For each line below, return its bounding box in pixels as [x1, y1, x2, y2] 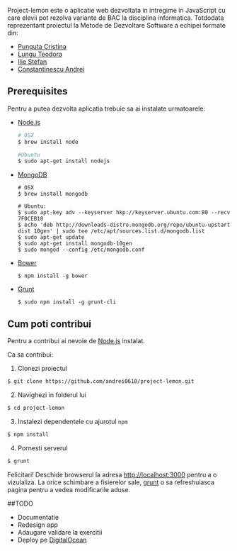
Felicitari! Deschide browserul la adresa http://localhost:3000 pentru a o [7, 470, 217, 479]
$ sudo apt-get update [17, 234, 85, 241]
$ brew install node [17, 138, 79, 145]
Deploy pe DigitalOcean [17, 535, 87, 544]
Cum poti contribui [7, 318, 92, 330]
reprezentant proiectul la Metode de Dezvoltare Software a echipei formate [7, 21, 226, 29]
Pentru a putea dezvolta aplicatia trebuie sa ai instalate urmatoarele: [7, 104, 206, 113]
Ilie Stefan [17, 57, 47, 66]
